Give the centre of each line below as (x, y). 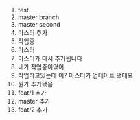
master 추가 (34, 101)
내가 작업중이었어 (41, 67)
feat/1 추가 (32, 93)
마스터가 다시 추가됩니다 (50, 58)
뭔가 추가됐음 (35, 84)
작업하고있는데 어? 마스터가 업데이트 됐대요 (75, 75)
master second (39, 24)
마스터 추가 (33, 33)
